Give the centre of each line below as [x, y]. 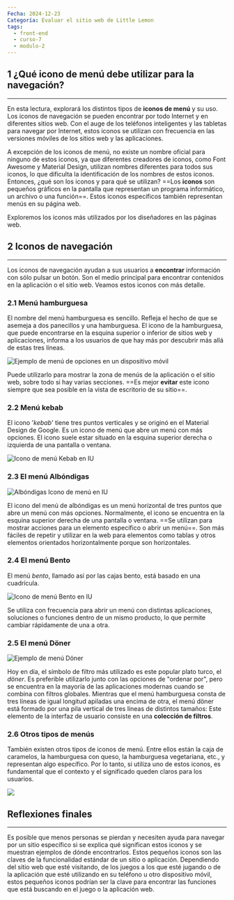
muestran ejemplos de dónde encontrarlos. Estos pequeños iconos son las [114, 853]
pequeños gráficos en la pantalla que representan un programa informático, [116, 188]
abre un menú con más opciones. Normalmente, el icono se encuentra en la [116, 513]
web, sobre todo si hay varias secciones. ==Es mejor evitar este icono [108, 382]
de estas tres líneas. [36, 347]
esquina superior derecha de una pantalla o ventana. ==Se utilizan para [110, 520]
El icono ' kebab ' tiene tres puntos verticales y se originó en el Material [108, 423]
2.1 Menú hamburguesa [48, 303]
